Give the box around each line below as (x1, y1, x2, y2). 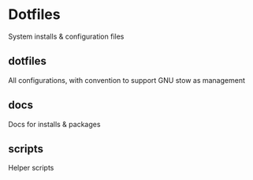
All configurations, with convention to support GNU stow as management (8, 75, 246, 84)
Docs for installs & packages (8, 119, 101, 129)
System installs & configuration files (8, 32, 125, 41)
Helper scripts (8, 163, 54, 173)
